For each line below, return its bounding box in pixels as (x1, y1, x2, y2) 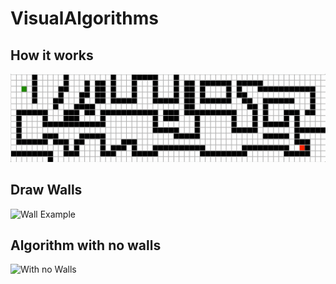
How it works (10, 47, 94, 64)
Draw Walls (10, 182, 83, 199)
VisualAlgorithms (10, 7, 159, 30)
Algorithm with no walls (10, 237, 162, 254)
